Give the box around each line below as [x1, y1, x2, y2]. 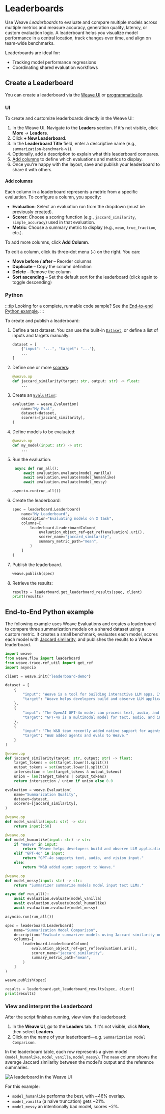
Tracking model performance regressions [12, 59, 97, 65]
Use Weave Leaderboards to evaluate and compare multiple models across [5, 19, 158, 25]
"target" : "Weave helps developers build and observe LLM [23, 697, 144, 701]
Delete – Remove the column [12, 269, 71, 275]
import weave [5, 651, 32, 656]
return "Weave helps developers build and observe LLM [23, 846, 137, 852]
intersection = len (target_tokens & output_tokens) [14, 769, 122, 774]
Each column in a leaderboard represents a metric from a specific [5, 189, 138, 195]
